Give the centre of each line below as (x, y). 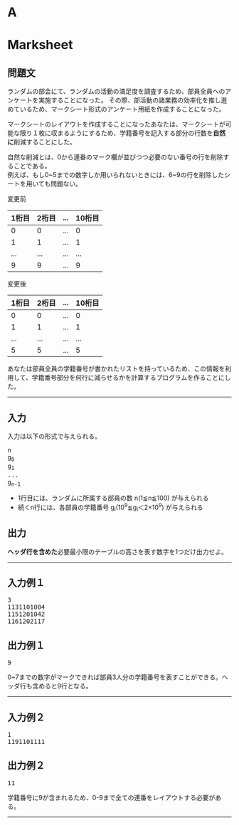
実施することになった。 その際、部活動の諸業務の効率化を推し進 (133, 100)
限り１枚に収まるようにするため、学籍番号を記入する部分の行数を (116, 133)
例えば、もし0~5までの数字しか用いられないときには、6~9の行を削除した (116, 175)
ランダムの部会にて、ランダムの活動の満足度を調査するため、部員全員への (116, 91)
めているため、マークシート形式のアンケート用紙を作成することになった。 (116, 109)
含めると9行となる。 (62, 686)
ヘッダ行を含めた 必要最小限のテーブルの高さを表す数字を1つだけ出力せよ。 (117, 551)
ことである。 (32, 166)
